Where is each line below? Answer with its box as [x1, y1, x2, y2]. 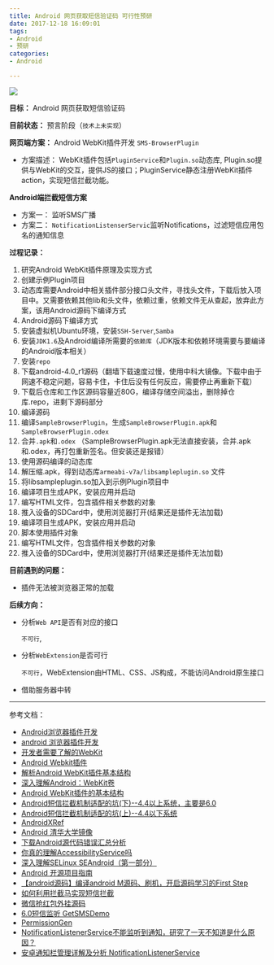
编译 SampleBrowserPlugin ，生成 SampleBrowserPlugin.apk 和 [20, 417, 218, 427]
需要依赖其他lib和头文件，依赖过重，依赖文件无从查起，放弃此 [49, 295, 258, 305]
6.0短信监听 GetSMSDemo [20, 908, 111, 918]
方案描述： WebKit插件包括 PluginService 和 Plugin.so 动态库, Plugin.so [20, 155, 255, 164]
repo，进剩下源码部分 [30, 396, 103, 407]
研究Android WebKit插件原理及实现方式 [20, 264, 153, 274]
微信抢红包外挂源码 [20, 898, 86, 908]
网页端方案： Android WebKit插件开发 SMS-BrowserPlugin [9, 138, 199, 147]
